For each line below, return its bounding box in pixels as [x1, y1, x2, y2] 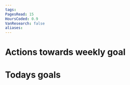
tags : [5, 7, 16, 12]
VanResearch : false [5, 21, 45, 26]
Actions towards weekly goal [5, 47, 126, 58]
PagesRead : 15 [5, 12, 34, 17]
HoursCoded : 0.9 [5, 16, 38, 21]
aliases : [5, 26, 23, 30]
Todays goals [5, 69, 61, 80]
